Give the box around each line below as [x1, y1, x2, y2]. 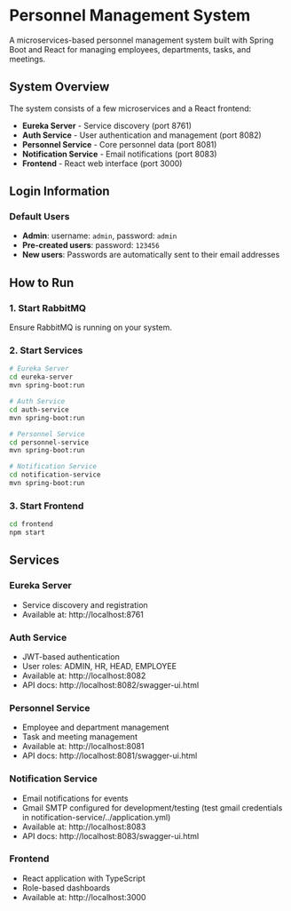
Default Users [9, 211, 70, 223]
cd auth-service [9, 405, 69, 414]
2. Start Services [9, 344, 83, 356]
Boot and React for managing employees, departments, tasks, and [9, 44, 251, 54]
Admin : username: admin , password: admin [21, 230, 177, 241]
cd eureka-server [9, 372, 74, 382]
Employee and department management [21, 722, 169, 733]
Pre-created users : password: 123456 [21, 240, 160, 251]
